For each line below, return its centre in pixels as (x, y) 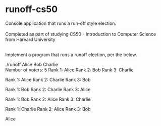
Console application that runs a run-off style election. (61, 23)
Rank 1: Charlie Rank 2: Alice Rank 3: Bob (48, 109)
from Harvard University (30, 39)
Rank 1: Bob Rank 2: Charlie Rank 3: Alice (48, 89)
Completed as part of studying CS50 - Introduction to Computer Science (81, 34)
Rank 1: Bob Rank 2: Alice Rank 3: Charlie (48, 99)
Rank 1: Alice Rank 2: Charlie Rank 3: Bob (48, 79)
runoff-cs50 (32, 9)
